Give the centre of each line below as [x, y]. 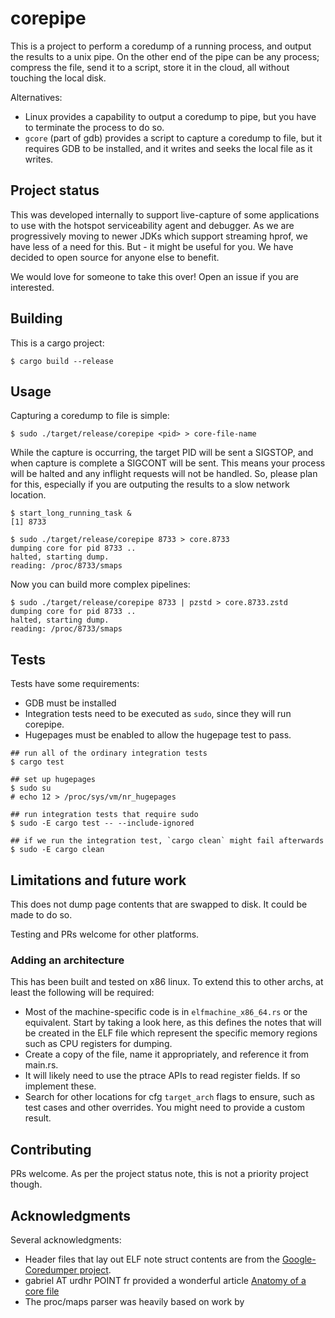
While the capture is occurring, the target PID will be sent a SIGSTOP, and [162, 453]
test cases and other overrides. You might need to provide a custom [164, 1108]
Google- [299, 1259]
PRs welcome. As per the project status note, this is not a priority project [159, 1174]
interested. [32, 287]
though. [26, 1184]
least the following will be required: [82, 993]
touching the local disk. [58, 78]
